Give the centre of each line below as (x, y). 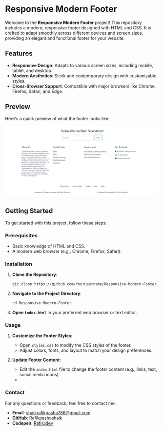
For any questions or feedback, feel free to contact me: (61, 403)
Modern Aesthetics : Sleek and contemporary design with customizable (84, 76)
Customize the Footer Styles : (42, 336)
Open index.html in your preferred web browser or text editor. (74, 312)
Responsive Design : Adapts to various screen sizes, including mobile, (82, 65)
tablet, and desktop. (32, 70)
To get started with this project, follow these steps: (56, 223)
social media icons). (40, 375)
